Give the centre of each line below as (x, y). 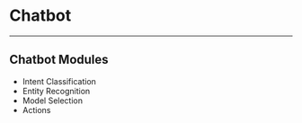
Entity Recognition (56, 91)
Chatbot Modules (59, 60)
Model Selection (53, 101)
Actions (36, 110)
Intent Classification (59, 81)
